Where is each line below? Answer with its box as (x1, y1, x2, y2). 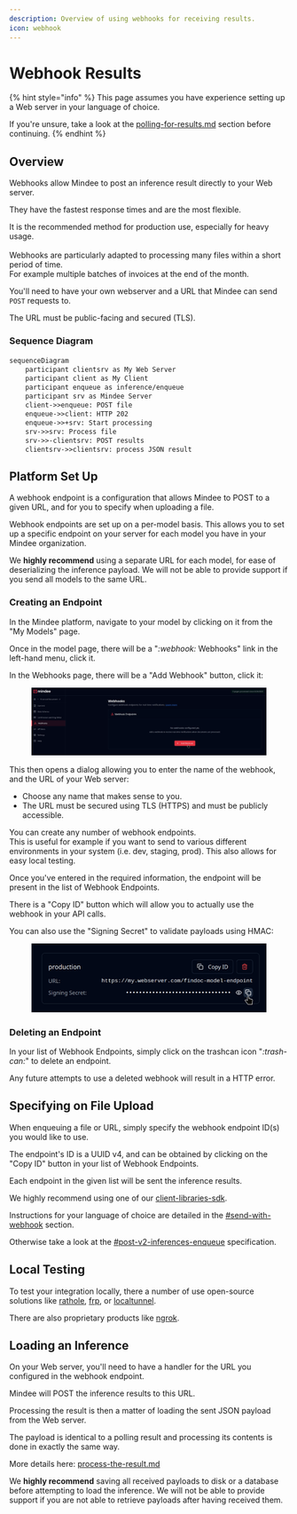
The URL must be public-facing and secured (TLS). (9, 313, 196, 323)
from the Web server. (9, 1415, 87, 1425)
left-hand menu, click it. (9, 653, 96, 663)
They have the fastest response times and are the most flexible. (9, 204, 242, 215)
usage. (9, 231, 35, 242)
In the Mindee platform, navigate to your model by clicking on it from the (9, 616, 273, 627)
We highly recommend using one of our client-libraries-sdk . (9, 1193, 228, 1203)
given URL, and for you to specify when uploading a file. (9, 502, 215, 512)
